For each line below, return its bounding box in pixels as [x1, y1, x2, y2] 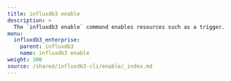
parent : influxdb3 [20, 43, 74, 50]
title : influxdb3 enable [7, 10, 80, 18]
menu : [7, 30, 23, 37]
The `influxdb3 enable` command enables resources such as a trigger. [13, 23, 225, 30]
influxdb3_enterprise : [13, 37, 80, 44]
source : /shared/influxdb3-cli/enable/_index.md [7, 63, 153, 70]
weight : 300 [7, 56, 42, 63]
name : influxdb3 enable [20, 50, 90, 57]
